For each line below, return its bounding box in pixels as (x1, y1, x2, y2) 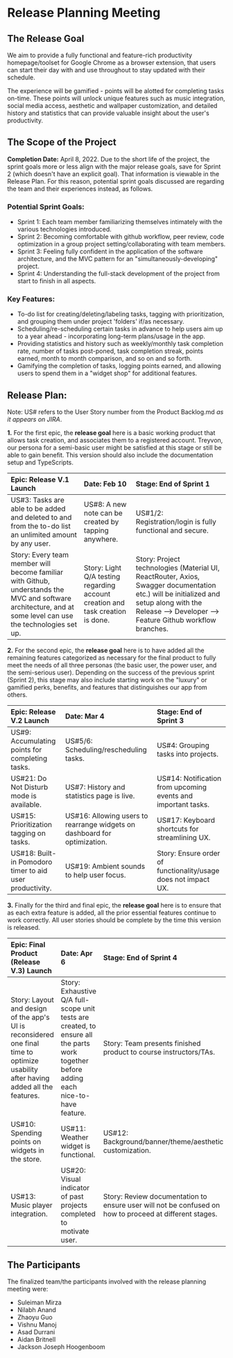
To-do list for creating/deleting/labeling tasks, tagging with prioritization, (17, 310, 225, 318)
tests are (60, 1013, 89, 1023)
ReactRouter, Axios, (135, 572, 200, 582)
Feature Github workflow (135, 615, 216, 625)
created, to (60, 1021, 96, 1031)
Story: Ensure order (157, 848, 221, 858)
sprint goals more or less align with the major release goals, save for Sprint (7, 162, 221, 171)
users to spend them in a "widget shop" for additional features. (17, 369, 198, 377)
